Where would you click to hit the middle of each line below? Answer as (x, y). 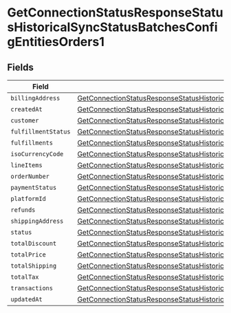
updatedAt (26, 300)
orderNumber (30, 176)
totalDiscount (34, 243)
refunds (23, 210)
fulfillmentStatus (41, 132)
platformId (28, 198)
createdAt (26, 109)
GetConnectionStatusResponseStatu (115, 13)
